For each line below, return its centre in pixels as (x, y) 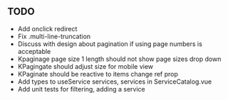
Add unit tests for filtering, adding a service (81, 89)
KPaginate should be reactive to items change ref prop (98, 74)
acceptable (34, 51)
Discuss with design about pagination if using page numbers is (110, 44)
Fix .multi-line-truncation (54, 36)
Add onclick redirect (47, 28)
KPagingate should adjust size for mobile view (85, 66)
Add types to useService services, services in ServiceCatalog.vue (115, 82)
